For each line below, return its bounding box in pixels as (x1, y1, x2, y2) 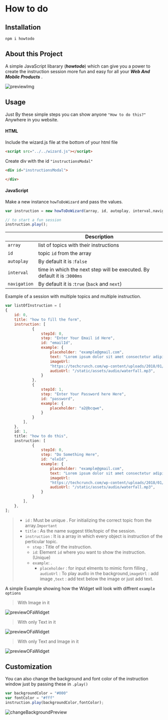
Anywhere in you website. (5, 116, 58, 123)
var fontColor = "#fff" (5, 695, 55, 700)
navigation (7, 281, 33, 287)
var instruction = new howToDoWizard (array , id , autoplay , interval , (5, 208, 153, 213)
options (5, 591, 21, 596)
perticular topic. (24, 538, 58, 544)
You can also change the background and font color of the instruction (5, 676, 148, 682)
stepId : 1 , (40, 387, 64, 392)
